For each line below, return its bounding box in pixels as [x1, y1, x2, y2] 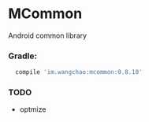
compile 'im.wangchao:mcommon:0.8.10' [15, 68, 143, 76]
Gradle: [8, 50, 38, 61]
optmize [19, 105, 47, 114]
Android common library [8, 31, 88, 40]
